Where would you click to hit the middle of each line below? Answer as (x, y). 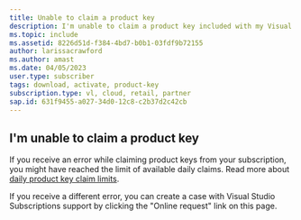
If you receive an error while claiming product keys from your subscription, (148, 160)
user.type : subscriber (52, 77)
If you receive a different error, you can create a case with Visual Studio (142, 197)
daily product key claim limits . (64, 179)
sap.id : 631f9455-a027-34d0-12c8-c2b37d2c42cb (98, 101)
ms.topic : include (44, 34)
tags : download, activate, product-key (84, 85)
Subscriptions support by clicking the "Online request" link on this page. (143, 206)
